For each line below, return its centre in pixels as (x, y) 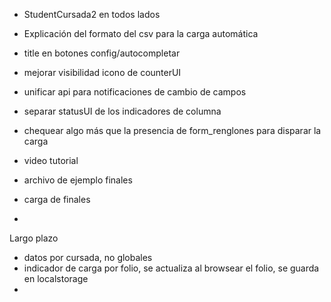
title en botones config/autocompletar (102, 53)
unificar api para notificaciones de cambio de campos (135, 92)
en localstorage (56, 278)
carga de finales (57, 199)
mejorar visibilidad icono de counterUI (102, 72)
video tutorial (51, 160)
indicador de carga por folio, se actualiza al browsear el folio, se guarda (171, 268)
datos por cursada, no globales (88, 257)
